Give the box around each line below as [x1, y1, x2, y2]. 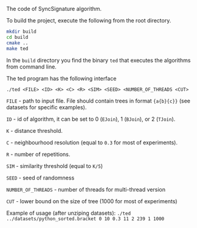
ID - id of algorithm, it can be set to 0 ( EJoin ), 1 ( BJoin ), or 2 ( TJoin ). [6, 115, 176, 122]
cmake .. [6, 39, 29, 46]
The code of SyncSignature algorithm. [6, 5, 102, 12]
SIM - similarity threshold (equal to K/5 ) [6, 162, 103, 169]
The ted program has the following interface [6, 75, 117, 82]
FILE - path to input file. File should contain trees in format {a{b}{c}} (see [6, 97, 190, 104]
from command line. [6, 63, 57, 70]
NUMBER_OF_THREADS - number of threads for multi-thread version [6, 186, 166, 193]
